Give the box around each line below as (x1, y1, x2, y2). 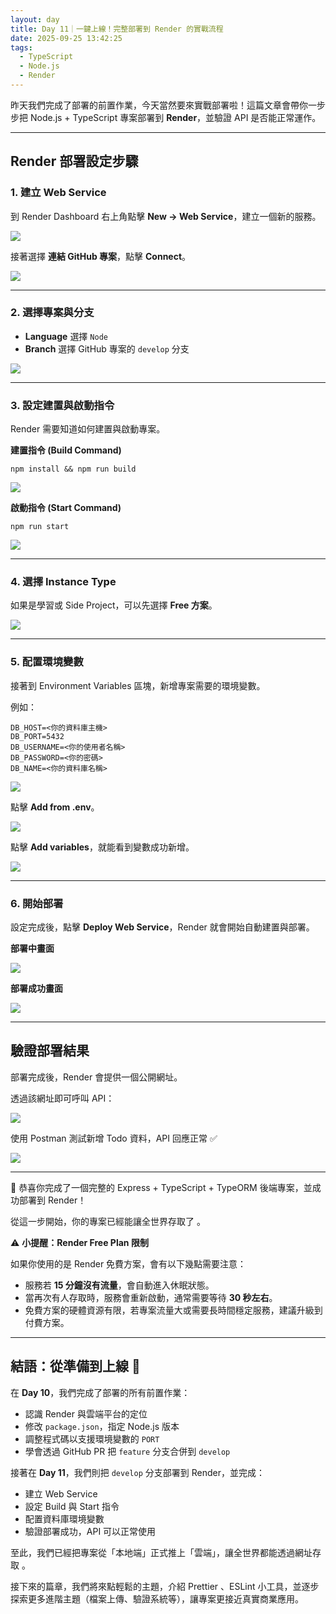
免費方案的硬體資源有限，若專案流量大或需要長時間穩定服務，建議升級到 (24, 1304, 323, 1316)
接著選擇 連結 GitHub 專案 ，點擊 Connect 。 (10, 250, 192, 262)
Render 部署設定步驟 (10, 153, 139, 170)
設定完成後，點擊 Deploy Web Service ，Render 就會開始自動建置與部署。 (10, 921, 315, 933)
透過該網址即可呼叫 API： (10, 1092, 115, 1104)
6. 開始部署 (10, 896, 64, 910)
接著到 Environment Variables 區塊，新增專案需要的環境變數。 (10, 679, 266, 691)
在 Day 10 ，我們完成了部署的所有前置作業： (10, 1386, 191, 1398)
